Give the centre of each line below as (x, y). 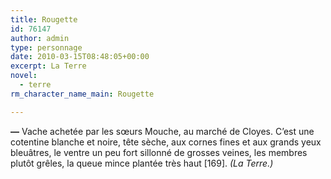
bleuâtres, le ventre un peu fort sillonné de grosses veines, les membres (159, 152)
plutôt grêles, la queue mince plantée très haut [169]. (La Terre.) (142, 163)
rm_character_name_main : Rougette (82, 94)
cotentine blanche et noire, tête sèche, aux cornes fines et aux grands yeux (166, 142)
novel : (24, 76)
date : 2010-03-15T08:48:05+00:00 (80, 57)
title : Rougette (44, 19)
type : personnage (46, 47)
